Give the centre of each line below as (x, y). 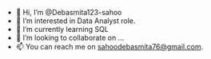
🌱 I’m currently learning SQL (62, 29)
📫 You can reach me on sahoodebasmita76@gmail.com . (109, 47)
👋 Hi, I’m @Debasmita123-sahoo (69, 12)
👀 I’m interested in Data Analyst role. (76, 21)
